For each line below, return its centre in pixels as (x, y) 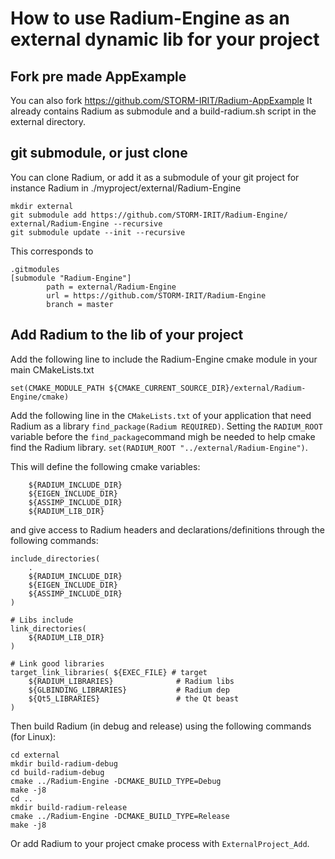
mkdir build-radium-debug (64, 763)
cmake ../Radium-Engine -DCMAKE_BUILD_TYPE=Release (120, 816)
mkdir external (42, 206)
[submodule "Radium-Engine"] (71, 278)
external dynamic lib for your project (165, 39)
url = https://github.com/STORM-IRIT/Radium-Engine (156, 295)
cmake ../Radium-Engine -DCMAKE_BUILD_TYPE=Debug (116, 781)
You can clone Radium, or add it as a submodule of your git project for (155, 177)
